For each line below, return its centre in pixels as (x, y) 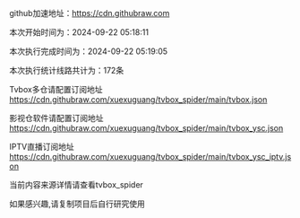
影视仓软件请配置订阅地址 (56, 118)
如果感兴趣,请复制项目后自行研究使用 (77, 204)
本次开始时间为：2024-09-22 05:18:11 (79, 32)
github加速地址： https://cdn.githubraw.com (90, 13)
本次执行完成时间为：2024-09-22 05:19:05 (89, 51)
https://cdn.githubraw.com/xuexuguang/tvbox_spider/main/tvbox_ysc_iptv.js (150, 157)
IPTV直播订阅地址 (42, 147)
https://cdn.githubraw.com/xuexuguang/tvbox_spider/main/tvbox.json (138, 100)
